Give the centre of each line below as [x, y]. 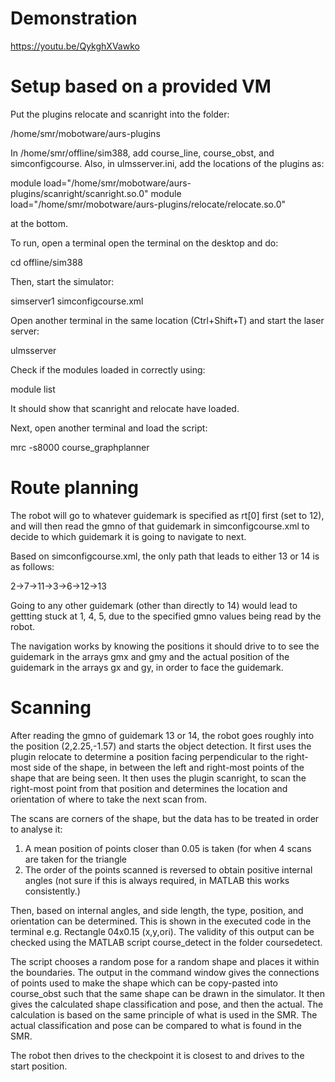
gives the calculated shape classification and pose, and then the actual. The [167, 1004]
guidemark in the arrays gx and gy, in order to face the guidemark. [147, 667]
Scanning [51, 708]
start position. [39, 1066]
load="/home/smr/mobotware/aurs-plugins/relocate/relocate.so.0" [148, 204]
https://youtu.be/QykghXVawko [75, 46]
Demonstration [74, 18]
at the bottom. [39, 223]
